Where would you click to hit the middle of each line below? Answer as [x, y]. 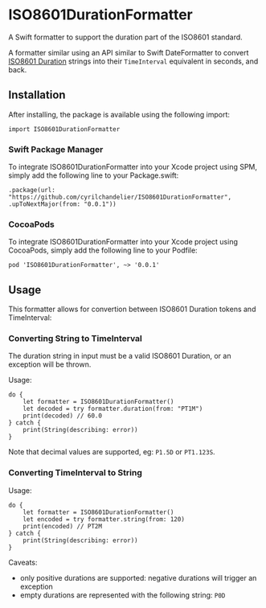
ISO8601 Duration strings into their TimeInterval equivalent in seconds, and [133, 61]
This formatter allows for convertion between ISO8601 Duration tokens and [132, 309]
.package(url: [32, 191]
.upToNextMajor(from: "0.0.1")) [62, 204]
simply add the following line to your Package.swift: [94, 175]
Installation [37, 95]
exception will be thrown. [50, 364]
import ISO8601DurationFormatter [64, 129]
